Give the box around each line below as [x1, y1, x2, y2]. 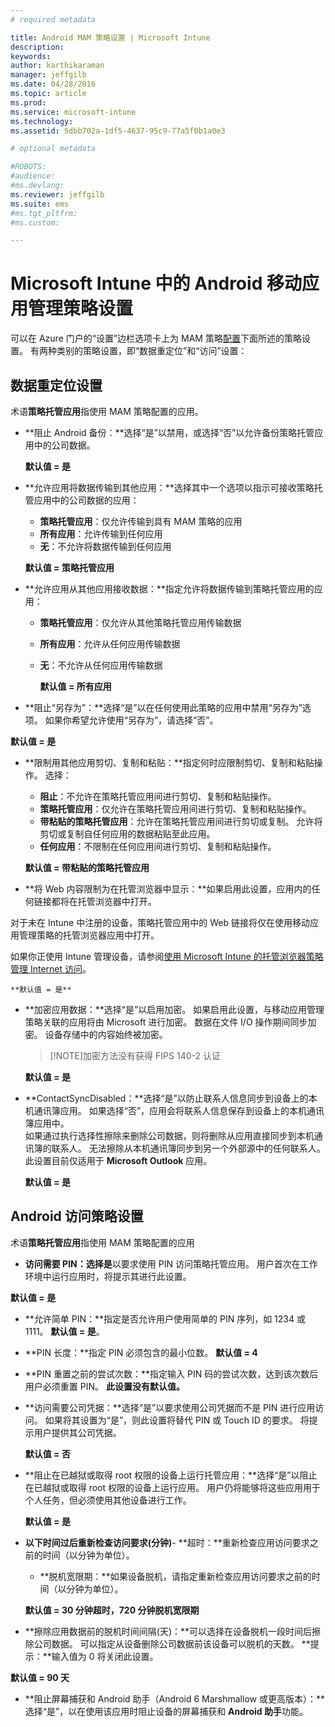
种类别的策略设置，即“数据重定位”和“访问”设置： [47, 345, 248, 357]
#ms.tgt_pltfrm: [10, 208, 78, 218]
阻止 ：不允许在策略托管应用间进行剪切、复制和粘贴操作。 [39, 791, 277, 802]
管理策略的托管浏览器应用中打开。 [18, 929, 160, 941]
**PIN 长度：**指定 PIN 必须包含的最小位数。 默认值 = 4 [24, 1346, 258, 1358]
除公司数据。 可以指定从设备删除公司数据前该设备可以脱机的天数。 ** [24, 1637, 311, 1650]
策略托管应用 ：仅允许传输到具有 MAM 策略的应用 [39, 516, 243, 527]
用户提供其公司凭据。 [33, 1426, 122, 1438]
